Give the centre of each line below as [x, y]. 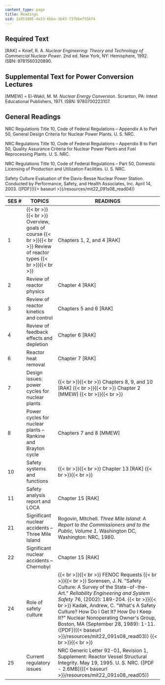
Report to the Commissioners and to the [104, 524]
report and [38, 501]
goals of [36, 228]
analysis [36, 495]
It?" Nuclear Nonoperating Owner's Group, [107, 617]
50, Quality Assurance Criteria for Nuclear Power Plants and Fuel [70, 149]
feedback [37, 332]
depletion [37, 344]
